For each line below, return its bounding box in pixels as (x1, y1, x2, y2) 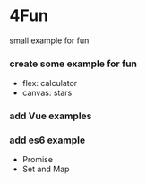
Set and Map (21, 163, 70, 175)
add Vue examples (9, 109, 92, 122)
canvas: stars (21, 87, 73, 99)
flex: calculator (21, 78, 78, 89)
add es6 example (9, 134, 86, 146)
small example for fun (9, 35, 90, 46)
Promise (21, 154, 54, 165)
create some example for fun (9, 57, 137, 70)
